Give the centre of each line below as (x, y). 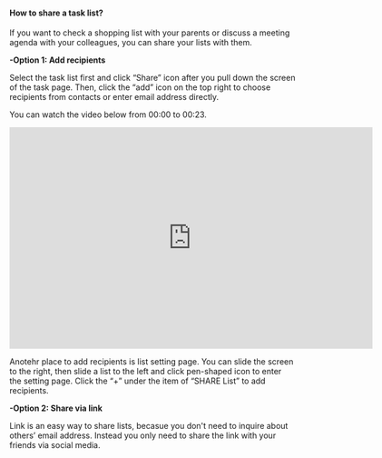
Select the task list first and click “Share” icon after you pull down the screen (152, 78)
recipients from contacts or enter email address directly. (114, 97)
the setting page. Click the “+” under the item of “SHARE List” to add (137, 381)
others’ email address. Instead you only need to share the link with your (143, 435)
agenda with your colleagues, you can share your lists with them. (131, 43)
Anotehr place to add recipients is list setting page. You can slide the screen (152, 362)
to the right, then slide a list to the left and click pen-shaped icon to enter (146, 372)
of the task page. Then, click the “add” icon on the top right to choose (140, 87)
